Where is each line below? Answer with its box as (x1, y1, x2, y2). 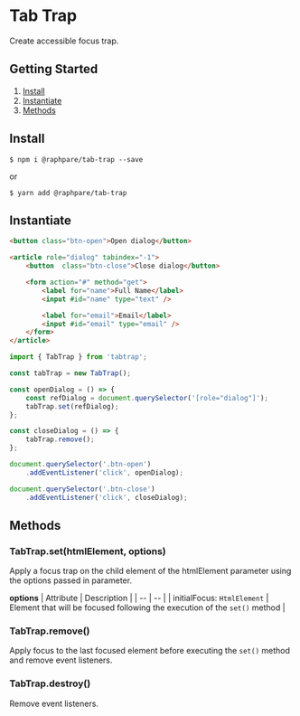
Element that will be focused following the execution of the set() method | (9, 602, 286, 613)
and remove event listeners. (9, 655, 113, 665)
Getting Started (9, 61, 98, 77)
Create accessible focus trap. (9, 35, 119, 46)
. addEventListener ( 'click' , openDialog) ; (25, 467, 183, 477)
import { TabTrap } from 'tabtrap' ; (9, 353, 147, 362)
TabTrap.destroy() (9, 677, 91, 690)
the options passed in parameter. (9, 575, 133, 586)
